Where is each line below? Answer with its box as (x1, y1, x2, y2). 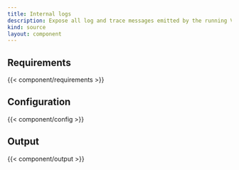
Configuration (7, 96, 71, 108)
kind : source (7, 23, 46, 31)
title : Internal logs (7, 10, 72, 18)
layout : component (7, 30, 62, 38)
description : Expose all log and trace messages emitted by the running (7, 17, 228, 24)
